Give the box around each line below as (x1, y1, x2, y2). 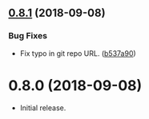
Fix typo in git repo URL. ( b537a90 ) (19, 48, 136, 58)
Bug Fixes (8, 30, 48, 42)
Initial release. (19, 103, 66, 113)
